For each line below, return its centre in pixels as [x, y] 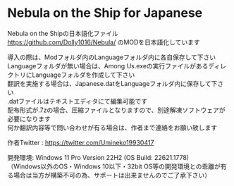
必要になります [29, 118]
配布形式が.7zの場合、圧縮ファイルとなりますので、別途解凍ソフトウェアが [116, 110]
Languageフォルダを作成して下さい [83, 75]
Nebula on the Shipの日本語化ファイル [63, 33]
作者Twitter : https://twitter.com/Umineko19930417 [81, 142]
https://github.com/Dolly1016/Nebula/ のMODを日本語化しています [104, 42]
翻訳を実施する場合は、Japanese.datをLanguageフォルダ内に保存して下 [112, 83]
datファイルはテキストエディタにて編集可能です [79, 101]
